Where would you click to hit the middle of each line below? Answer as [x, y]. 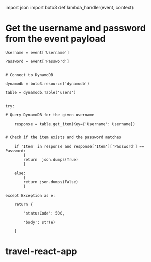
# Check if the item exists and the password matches [64, 137]
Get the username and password [76, 28]
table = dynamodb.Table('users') [41, 92]
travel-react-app [41, 252]
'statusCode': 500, [44, 213]
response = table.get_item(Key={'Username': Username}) [75, 124]
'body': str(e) [40, 222]
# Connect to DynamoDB [29, 75]
